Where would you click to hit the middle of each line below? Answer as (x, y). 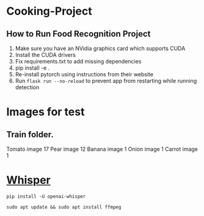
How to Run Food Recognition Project (78, 34)
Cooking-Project (49, 11)
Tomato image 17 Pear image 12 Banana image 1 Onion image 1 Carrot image (102, 149)
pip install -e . (32, 68)
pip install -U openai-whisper (46, 196)
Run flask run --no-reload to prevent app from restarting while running (106, 81)
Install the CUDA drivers (46, 55)
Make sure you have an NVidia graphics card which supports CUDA (100, 48)
